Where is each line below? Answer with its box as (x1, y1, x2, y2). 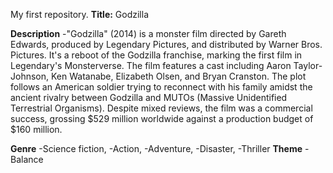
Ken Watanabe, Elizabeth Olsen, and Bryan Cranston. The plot (50, 70, 307, 82)
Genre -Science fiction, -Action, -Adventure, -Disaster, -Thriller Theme (10, 143, 303, 154)
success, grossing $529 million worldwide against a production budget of (10, 113, 314, 124)
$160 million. (10, 124, 63, 135)
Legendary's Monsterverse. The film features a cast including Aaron (10, 60, 292, 71)
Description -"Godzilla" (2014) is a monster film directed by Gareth (10, 28, 287, 39)
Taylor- (293, 60, 323, 71)
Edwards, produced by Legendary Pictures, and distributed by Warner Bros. (10, 39, 323, 50)
